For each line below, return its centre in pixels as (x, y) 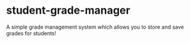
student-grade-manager (68, 10)
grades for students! (31, 33)
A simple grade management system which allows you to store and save (95, 27)
